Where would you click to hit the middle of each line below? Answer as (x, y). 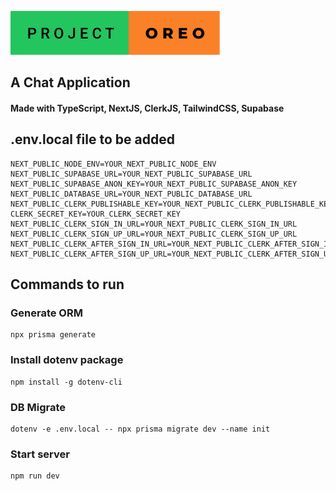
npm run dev (35, 476)
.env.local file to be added (92, 139)
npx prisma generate (53, 335)
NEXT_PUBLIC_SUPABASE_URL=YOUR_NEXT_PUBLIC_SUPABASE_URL (131, 174)
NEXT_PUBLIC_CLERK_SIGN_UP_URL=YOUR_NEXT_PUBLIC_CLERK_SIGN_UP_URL (154, 234)
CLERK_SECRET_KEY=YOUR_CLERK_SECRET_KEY (96, 214)
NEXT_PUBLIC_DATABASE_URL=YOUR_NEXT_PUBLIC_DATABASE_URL (131, 194)
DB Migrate (38, 407)
